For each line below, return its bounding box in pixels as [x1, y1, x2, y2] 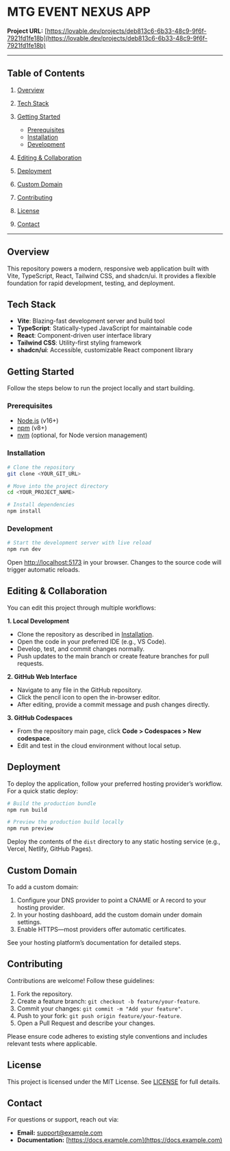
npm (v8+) [16, 424, 47, 432]
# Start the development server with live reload [7, 539, 152, 547]
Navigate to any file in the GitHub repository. [16, 686, 142, 694]
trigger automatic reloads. [7, 566, 80, 574]
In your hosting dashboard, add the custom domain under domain [16, 911, 203, 919]
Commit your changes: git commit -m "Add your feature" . [16, 1004, 183, 1013]
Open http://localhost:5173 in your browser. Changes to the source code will [7, 558, 222, 567]
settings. [16, 918, 42, 926]
